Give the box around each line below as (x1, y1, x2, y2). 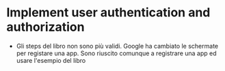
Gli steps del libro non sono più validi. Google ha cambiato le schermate (16, 42, 219, 50)
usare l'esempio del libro (16, 56, 86, 64)
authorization (6, 19, 85, 35)
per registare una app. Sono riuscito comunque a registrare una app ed (16, 49, 217, 57)
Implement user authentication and (6, 5, 211, 20)
